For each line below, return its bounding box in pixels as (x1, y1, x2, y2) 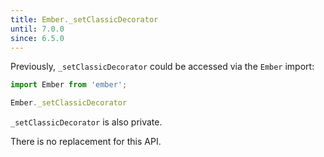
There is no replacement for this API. (10, 136, 162, 148)
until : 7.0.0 (10, 24, 65, 34)
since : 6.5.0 (10, 33, 65, 43)
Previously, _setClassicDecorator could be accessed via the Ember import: (10, 61, 315, 73)
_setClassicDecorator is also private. (10, 116, 163, 128)
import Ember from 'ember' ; (10, 80, 128, 90)
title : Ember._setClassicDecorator (10, 14, 159, 25)
